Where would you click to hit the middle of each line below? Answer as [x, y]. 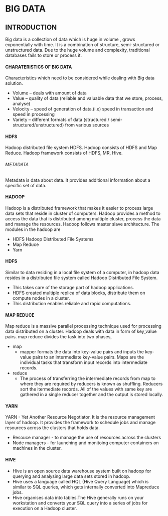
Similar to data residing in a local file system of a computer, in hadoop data [82, 273]
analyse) [21, 104]
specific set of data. [26, 185]
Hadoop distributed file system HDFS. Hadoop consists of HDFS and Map [81, 148]
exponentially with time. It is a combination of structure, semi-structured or [82, 45]
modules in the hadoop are [33, 229]
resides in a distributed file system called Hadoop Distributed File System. [81, 278]
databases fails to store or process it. [43, 55]
